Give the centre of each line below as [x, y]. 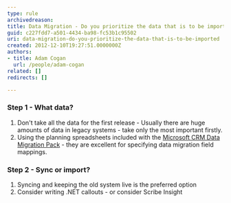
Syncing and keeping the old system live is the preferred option [107, 184]
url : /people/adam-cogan [49, 65]
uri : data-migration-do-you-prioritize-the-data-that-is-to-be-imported [113, 39]
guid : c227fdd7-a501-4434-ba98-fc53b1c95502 [72, 33]
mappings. [32, 151]
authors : [20, 52]
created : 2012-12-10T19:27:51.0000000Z [64, 45]
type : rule [23, 13]
